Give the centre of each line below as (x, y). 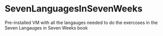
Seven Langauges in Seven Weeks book (46, 27)
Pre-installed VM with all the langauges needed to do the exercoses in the (81, 22)
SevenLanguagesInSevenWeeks (74, 9)
